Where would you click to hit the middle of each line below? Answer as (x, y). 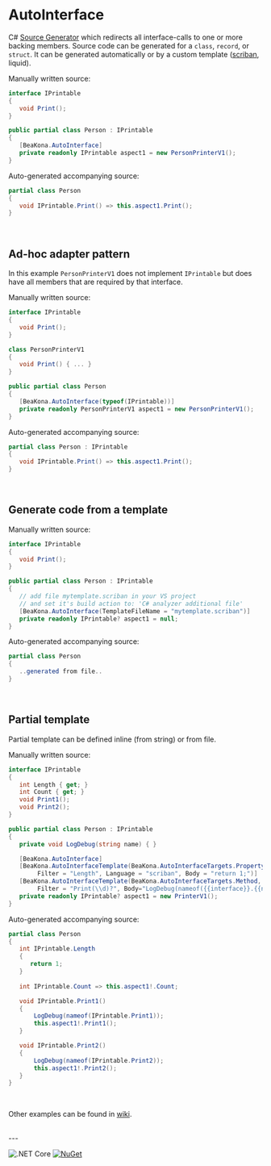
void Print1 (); (44, 800)
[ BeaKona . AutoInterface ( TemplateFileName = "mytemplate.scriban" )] (135, 611)
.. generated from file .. (61, 671)
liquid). (20, 63)
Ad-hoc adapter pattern (69, 254)
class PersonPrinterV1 (46, 349)
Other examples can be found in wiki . (70, 1114)
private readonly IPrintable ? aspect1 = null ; (99, 619)
